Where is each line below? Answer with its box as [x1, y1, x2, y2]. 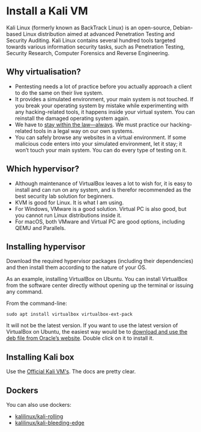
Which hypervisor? [6, 164, 80, 174]
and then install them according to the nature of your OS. [6, 264, 147, 271]
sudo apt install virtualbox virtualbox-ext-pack [6, 312, 133, 318]
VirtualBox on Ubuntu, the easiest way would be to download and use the [6, 328, 188, 336]
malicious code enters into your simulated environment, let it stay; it [14, 140, 182, 147]
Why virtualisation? [6, 67, 81, 77]
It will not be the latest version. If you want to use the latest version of [6, 322, 178, 329]
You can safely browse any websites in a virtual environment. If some [14, 134, 187, 141]
